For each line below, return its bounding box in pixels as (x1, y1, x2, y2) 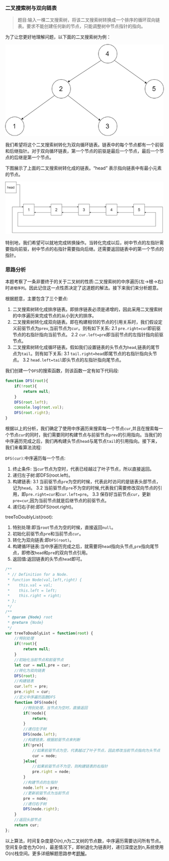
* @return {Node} (7, 620, 44, 625)
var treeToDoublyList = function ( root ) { (5, 630, 94, 636)
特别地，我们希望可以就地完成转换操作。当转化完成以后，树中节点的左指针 (5, 239, 159, 246)
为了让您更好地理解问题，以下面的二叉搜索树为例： (5, 34, 111, 40)
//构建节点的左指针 (23, 780, 58, 785)
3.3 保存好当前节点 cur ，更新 (92, 491, 151, 497)
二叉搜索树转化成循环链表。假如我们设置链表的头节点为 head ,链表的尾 (12, 344, 155, 350)
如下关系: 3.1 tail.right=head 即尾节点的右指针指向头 (43, 350, 153, 357)
